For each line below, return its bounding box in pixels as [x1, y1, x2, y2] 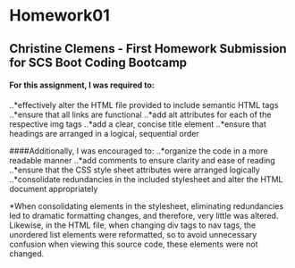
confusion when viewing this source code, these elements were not [9, 239, 258, 249]
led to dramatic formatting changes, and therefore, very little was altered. [9, 210, 279, 221]
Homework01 [9, 5, 110, 26]
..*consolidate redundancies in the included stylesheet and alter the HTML [9, 173, 283, 184]
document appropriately [9, 183, 98, 194]
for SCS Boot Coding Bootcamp [9, 54, 188, 70]
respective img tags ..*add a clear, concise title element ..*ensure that [9, 118, 266, 130]
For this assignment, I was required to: [9, 80, 155, 90]
